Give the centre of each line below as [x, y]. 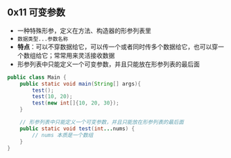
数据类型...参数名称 [43, 39]
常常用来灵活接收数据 [84, 55]
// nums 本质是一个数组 [63, 135]
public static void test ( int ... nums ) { [77, 128]
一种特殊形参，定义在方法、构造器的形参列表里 [84, 31]
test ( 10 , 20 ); [52, 97]
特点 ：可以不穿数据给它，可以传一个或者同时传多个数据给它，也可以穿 [118, 47]
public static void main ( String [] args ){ [80, 84]
